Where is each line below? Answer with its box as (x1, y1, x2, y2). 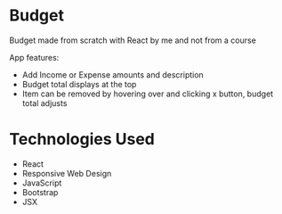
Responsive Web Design (21, 168, 112, 178)
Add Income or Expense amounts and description (21, 69, 205, 80)
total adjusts (21, 97, 68, 108)
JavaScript (21, 177, 62, 188)
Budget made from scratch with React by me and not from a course (9, 35, 256, 45)
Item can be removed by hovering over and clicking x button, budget (21, 88, 274, 99)
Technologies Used (9, 129, 156, 150)
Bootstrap (21, 186, 59, 197)
